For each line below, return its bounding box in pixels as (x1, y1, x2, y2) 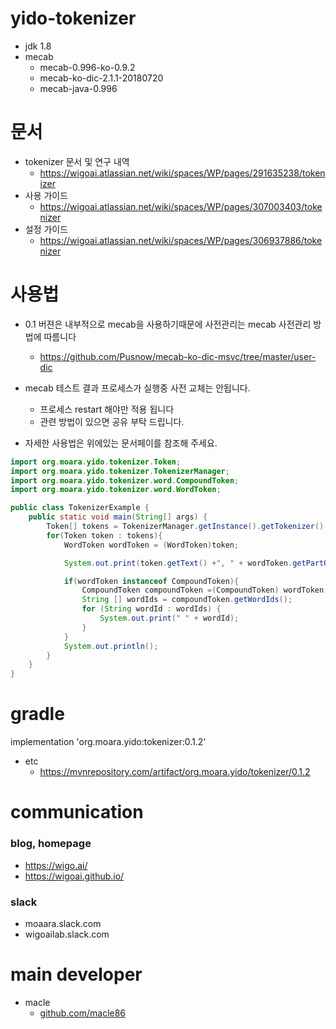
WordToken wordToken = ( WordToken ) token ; (63, 540, 240, 550)
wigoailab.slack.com (24, 928, 110, 940)
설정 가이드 (24, 223, 69, 235)
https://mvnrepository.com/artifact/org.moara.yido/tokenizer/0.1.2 (39, 766, 311, 778)
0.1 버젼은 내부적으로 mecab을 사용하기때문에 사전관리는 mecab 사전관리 (24, 318, 312, 330)
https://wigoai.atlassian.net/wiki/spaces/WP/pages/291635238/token (39, 167, 326, 179)
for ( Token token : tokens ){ (46, 530, 163, 541)
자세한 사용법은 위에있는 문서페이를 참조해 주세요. (24, 437, 218, 449)
